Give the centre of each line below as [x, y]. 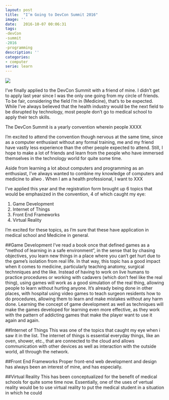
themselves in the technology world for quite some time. [64, 158]
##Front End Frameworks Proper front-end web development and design [81, 362]
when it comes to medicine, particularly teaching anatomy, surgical [75, 267]
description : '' [22, 52]
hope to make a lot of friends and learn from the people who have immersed [84, 153]
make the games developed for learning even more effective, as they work [82, 310]
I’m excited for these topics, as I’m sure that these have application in [77, 230]
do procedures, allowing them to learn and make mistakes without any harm [84, 299]
